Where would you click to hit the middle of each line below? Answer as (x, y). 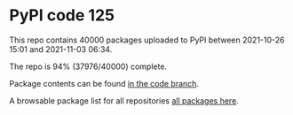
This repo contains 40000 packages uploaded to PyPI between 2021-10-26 (147, 40)
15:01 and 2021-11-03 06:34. (61, 49)
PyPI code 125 (62, 15)
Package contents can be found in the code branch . (104, 83)
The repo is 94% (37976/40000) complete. (88, 66)
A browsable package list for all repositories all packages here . (124, 100)
